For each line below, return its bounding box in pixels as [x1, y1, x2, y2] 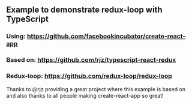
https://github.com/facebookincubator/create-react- [26, 32, 186, 41]
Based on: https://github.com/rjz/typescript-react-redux [6, 56, 176, 64]
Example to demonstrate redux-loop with [6, 5, 163, 15]
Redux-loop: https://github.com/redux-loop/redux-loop [6, 72, 172, 80]
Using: [6, 32, 26, 41]
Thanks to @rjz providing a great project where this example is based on [6, 85, 186, 92]
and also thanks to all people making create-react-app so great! [6, 92, 164, 99]
